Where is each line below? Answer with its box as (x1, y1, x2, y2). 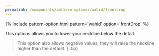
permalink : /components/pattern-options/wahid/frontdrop (5, 7, 126, 12)
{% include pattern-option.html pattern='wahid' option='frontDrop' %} (5, 21, 149, 27)
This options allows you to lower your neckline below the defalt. (5, 30, 136, 36)
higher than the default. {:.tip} (17, 45, 78, 51)
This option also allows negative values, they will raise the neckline (17, 40, 155, 46)
